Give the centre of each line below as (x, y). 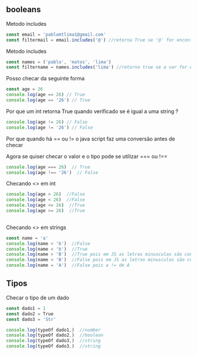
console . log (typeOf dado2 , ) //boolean (55, 335)
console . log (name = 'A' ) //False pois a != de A (68, 265)
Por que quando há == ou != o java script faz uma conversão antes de (91, 139)
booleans (23, 10)
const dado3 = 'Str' (31, 319)
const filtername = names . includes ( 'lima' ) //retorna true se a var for (97, 67)
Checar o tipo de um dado (38, 298)
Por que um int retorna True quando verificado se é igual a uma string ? (92, 111)
